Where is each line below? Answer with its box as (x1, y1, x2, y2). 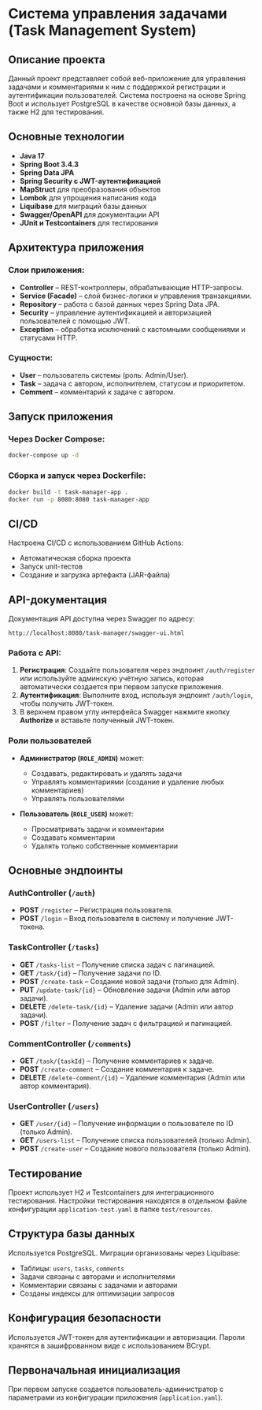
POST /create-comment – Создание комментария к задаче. (19, 1064, 215, 1073)
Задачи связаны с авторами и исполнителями (19, 1271, 175, 1281)
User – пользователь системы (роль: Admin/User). (19, 370, 189, 379)
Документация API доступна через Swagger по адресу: (8, 614, 195, 624)
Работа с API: (8, 647, 61, 658)
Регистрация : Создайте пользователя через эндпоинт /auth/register (19, 666, 256, 675)
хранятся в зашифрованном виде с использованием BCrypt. (8, 1341, 212, 1350)
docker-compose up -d (8, 451, 79, 460)
